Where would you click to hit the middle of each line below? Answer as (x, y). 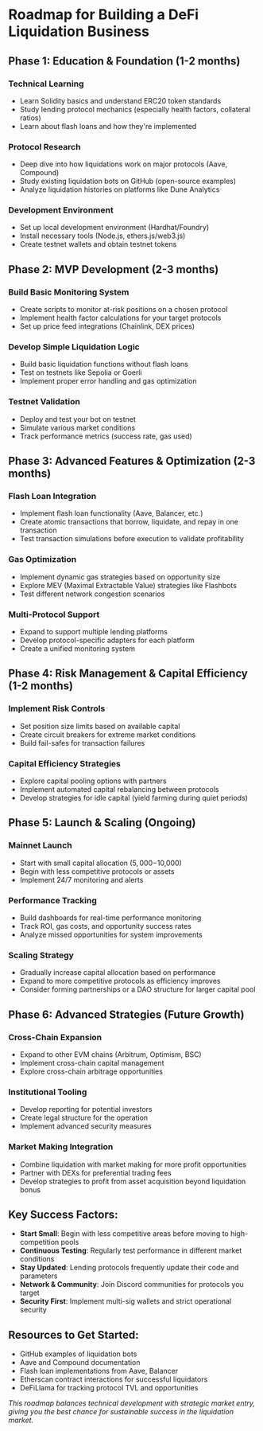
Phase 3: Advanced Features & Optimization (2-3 (132, 461)
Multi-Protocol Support (54, 614)
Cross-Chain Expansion (55, 1037)
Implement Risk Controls (57, 708)
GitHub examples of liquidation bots (78, 1354)
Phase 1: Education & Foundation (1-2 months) (124, 61)
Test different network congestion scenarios (92, 594)
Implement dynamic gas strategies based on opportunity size (120, 577)
